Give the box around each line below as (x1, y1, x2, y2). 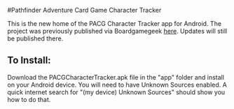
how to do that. (7, 95, 51, 103)
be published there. (7, 34, 64, 43)
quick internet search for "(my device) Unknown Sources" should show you (7, 87, 226, 96)
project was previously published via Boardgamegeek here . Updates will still (7, 27, 228, 35)
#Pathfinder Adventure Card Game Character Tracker (7, 6, 162, 14)
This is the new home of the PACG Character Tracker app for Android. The (7, 20, 222, 27)
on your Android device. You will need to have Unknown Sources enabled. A (7, 80, 228, 89)
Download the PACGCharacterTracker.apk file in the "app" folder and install (7, 73, 224, 81)
